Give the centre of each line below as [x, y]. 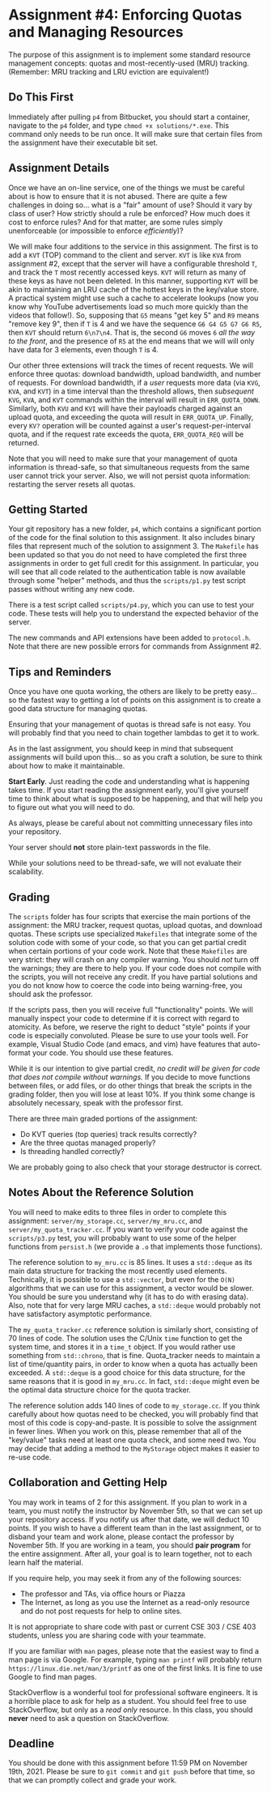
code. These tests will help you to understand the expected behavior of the [133, 614]
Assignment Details [59, 168]
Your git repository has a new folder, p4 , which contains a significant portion [135, 529]
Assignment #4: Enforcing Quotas [125, 15]
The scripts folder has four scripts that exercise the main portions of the [129, 916]
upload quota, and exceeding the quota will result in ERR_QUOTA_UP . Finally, [131, 417]
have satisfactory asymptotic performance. [80, 1314]
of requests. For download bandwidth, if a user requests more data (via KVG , [134, 382]
